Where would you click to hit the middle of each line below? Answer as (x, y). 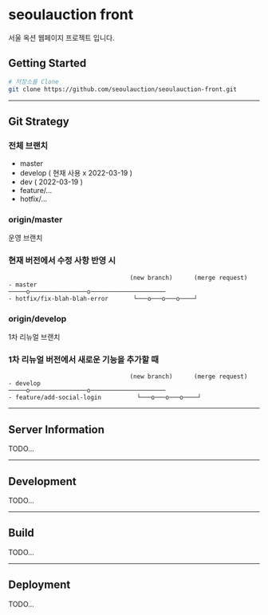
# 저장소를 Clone (34, 81)
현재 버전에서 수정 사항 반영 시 (62, 261)
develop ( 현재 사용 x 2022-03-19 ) (76, 173)
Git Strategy (39, 121)
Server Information (57, 430)
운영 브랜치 (26, 238)
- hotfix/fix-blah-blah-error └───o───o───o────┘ (103, 298)
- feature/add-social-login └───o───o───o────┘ (105, 398)
